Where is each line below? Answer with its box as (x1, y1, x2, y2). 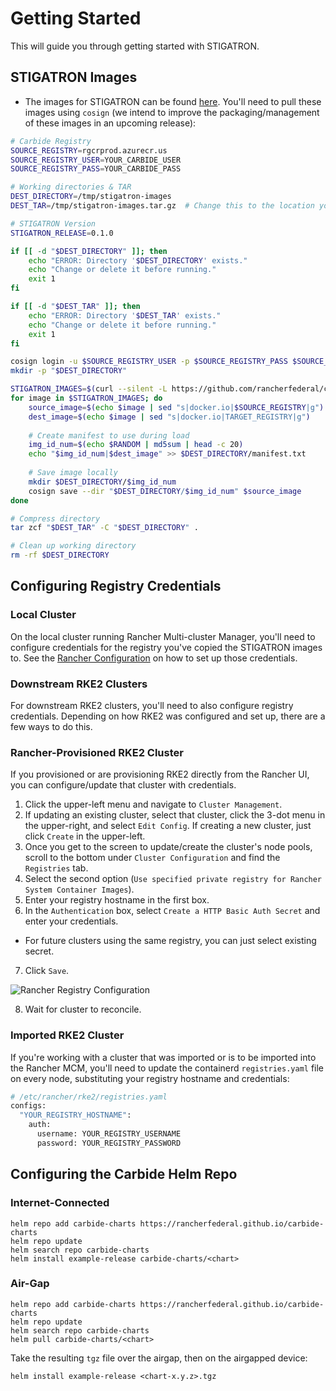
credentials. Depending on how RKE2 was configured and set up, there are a (10, 710, 326, 722)
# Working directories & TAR (10, 182, 132, 192)
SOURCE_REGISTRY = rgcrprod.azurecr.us (10, 145, 168, 156)
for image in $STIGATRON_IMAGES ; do (10, 393, 163, 403)
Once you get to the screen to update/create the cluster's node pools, (24, 841, 313, 853)
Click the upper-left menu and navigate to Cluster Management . (24, 798, 283, 811)
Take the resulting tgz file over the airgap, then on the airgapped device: (10, 1352, 308, 1364)
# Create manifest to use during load (28, 430, 190, 441)
